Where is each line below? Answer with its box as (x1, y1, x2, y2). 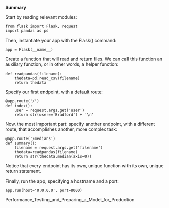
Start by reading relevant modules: (5, 14, 77, 20)
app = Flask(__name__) (5, 47, 53, 52)
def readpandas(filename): (5, 71, 62, 76)
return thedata (14, 80, 47, 85)
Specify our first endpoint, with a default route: (5, 89, 103, 95)
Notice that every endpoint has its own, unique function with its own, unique (5, 163, 164, 169)
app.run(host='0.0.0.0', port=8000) (5, 188, 82, 193)
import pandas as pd (5, 28, 49, 33)
